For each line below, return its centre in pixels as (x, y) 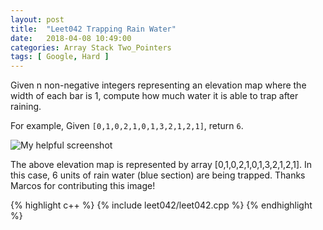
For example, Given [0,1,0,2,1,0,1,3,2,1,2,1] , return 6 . (127, 126)
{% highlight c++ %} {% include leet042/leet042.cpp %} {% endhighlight (161, 205)
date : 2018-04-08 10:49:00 (71, 38)
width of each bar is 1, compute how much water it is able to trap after (154, 96)
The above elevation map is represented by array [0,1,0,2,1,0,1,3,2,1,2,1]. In (161, 165)
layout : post (37, 19)
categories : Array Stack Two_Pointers (91, 47)
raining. (26, 107)
